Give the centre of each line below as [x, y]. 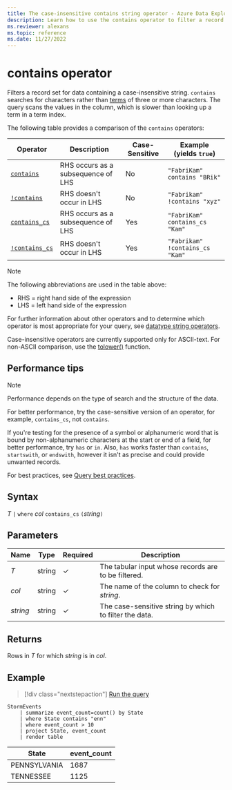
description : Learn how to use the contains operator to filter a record [116, 20]
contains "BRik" [194, 177]
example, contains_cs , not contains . [58, 419]
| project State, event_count [63, 731]
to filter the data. [126, 615]
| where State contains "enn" [63, 719]
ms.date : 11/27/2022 [37, 39]
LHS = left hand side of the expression [71, 305]
